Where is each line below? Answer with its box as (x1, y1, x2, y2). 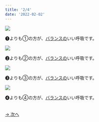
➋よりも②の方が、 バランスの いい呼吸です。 (5, 55, 97, 61)
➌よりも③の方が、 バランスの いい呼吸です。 (5, 75, 97, 81)
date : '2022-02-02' (5, 12, 45, 17)
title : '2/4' (5, 7, 32, 12)
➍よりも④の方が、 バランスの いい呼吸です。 (5, 94, 97, 100)
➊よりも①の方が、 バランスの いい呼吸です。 (5, 35, 97, 41)
